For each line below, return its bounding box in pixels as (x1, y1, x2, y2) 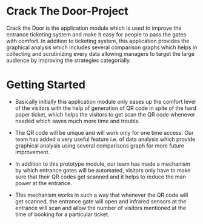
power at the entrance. (15, 179, 73, 186)
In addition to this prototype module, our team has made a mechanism (15, 160, 190, 168)
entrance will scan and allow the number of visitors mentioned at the (15, 204, 187, 211)
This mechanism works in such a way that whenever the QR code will (15, 191, 188, 199)
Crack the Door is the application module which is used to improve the (6, 24, 182, 32)
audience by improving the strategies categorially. (6, 56, 131, 64)
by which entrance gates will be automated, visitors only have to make (15, 166, 191, 174)
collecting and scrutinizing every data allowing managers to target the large (6, 50, 195, 57)
